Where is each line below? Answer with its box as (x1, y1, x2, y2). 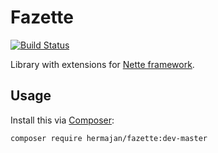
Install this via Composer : (10, 114, 115, 126)
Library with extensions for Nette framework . (10, 58, 195, 70)
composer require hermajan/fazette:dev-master (10, 133, 208, 143)
